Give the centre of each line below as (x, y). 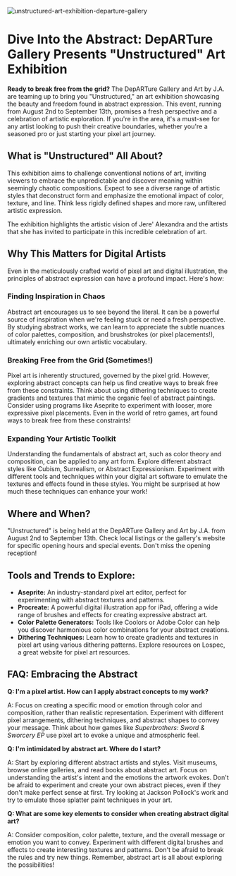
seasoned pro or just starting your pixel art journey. (82, 133)
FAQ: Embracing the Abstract (73, 675)
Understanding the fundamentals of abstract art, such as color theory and (114, 454)
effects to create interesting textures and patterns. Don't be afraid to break (116, 849)
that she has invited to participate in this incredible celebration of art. (107, 231)
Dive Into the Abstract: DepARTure (110, 39)
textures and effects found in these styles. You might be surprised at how (114, 484)
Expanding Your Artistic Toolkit (62, 439)
